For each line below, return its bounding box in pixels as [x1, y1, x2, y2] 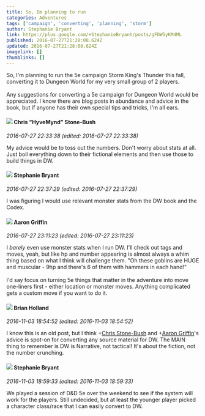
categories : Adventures [6, 15, 67, 21]
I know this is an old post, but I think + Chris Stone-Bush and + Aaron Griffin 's [6, 330, 199, 337]
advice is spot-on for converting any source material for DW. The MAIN [6, 336, 185, 343]
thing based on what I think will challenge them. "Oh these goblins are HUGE [6, 257, 199, 264]
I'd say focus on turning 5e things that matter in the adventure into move [6, 277, 188, 284]
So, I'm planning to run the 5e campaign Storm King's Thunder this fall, [6, 71, 185, 78]
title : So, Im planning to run [6, 9, 86, 15]
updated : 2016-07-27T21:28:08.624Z [6, 43, 97, 50]
